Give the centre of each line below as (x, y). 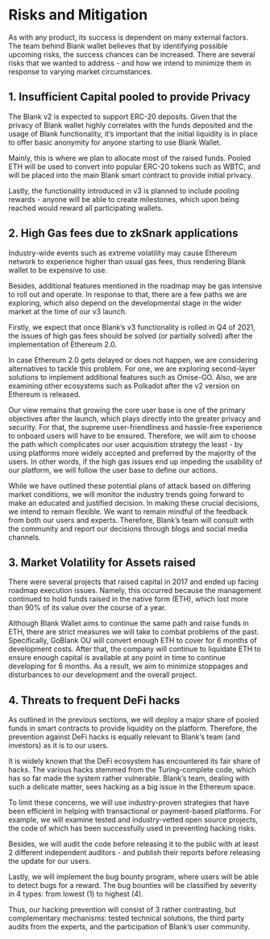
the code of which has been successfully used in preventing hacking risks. (132, 828)
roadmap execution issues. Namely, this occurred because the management (135, 591)
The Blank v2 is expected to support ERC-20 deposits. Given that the (123, 116)
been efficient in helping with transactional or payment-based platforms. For (135, 811)
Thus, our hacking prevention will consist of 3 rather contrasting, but (122, 910)
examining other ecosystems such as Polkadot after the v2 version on (124, 385)
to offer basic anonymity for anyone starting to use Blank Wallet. (115, 142)
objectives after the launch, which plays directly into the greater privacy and (135, 419)
